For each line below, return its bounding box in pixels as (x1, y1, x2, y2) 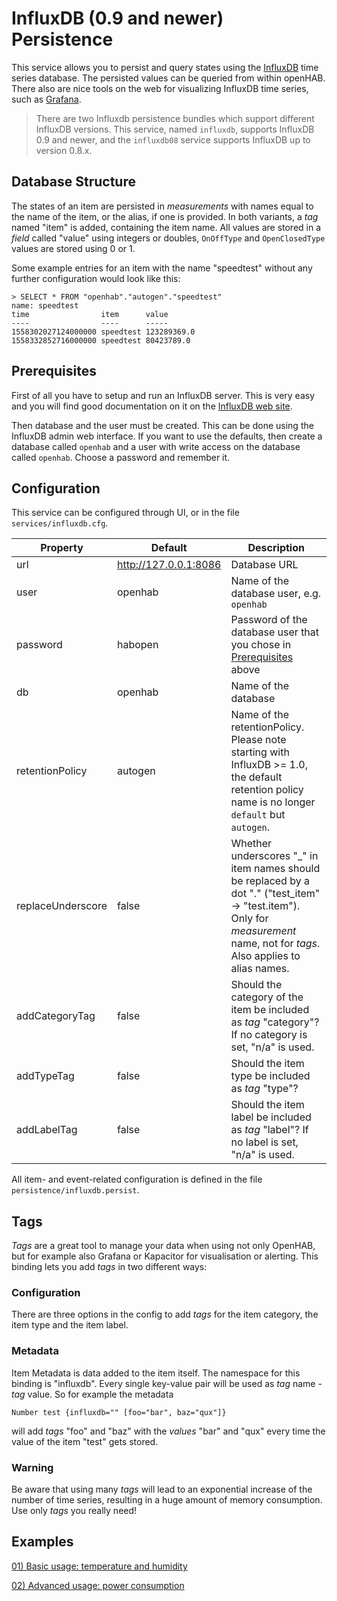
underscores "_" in (230, 849, 319, 863)
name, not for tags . (230, 937, 321, 951)
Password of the (230, 613, 308, 627)
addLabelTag (16, 1123, 78, 1137)
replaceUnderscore (16, 899, 108, 913)
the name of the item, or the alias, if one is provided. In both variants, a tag (11, 210, 319, 222)
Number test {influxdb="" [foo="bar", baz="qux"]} (11, 1407, 227, 1417)
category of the (230, 990, 304, 1004)
